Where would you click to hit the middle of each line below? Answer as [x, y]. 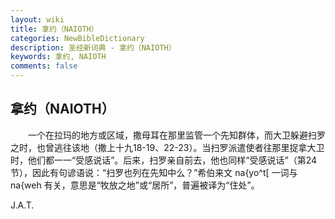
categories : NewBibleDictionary [77, 38]
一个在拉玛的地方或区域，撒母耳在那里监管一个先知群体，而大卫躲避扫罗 [176, 135]
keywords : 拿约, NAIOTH [58, 57]
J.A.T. [22, 205]
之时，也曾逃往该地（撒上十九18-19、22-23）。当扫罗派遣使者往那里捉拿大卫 [167, 147]
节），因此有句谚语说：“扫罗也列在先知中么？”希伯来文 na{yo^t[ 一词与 [154, 172]
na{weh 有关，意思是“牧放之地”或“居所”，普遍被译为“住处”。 [135, 185]
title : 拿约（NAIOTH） [54, 29]
